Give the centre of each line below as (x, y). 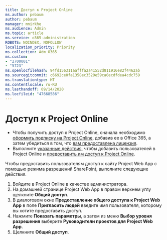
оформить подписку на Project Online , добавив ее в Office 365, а (82, 138)
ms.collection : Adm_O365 (31, 52)
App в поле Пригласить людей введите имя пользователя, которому (87, 205)
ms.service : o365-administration (40, 38)
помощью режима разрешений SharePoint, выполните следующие (77, 169)
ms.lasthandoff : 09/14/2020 (35, 89)
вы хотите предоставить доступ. (47, 211)
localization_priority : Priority (40, 47)
